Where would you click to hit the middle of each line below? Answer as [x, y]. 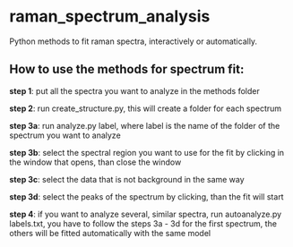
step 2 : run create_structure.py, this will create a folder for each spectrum [146, 108]
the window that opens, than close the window [95, 162]
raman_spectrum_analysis [110, 17]
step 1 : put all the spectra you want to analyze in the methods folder [134, 90]
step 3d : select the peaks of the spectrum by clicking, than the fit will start [146, 196]
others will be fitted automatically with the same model [110, 233]
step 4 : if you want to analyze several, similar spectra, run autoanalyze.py [146, 214]
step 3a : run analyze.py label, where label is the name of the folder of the [145, 125]
